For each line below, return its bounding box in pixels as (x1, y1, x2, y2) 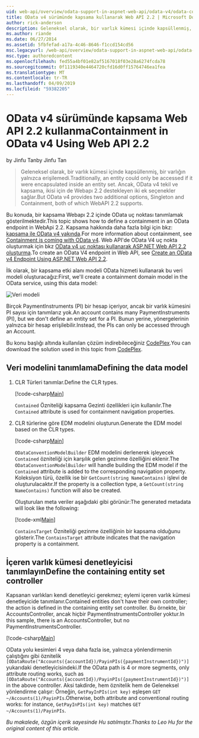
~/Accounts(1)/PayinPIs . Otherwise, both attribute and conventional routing (6, 695, 189, 702)
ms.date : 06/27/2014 (6, 36, 57, 42)
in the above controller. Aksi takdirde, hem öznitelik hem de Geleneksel (6, 682, 179, 689)
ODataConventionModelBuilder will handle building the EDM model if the (14, 461, 188, 468)
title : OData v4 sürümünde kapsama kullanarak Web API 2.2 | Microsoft (6, 14, 187, 20)
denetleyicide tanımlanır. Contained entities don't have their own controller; (6, 598, 188, 605)
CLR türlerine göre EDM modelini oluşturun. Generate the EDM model (14, 420, 182, 427)
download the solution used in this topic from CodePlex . (6, 345, 143, 352)
